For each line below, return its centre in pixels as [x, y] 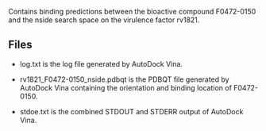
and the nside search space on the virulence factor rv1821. [104, 20]
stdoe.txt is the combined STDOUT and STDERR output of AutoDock [131, 111]
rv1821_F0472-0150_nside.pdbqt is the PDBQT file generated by [124, 79]
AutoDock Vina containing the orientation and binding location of [126, 87]
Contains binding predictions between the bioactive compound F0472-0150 [132, 12]
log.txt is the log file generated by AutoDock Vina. [101, 64]
